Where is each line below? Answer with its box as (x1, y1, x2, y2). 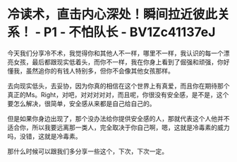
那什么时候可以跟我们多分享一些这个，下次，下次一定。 (7, 146, 168, 156)
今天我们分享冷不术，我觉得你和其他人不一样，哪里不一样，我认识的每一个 (7, 49, 224, 57)
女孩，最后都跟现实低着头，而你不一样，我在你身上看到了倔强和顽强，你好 (13, 57, 230, 66)
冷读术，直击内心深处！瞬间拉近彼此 (7, 6, 218, 23)
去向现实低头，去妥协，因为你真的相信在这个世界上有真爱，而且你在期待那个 (7, 81, 230, 90)
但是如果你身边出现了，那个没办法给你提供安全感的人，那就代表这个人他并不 (7, 114, 230, 122)
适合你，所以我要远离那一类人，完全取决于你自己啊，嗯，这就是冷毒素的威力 (7, 123, 230, 132)
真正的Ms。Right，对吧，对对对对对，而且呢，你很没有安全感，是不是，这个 (7, 90, 229, 99)
